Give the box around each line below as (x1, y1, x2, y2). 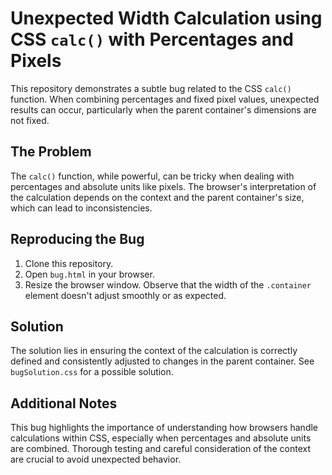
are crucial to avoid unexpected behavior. (10, 453, 182, 466)
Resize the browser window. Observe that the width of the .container (24, 278, 312, 291)
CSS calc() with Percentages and (10, 28, 294, 51)
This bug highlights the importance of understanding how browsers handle (10, 422, 319, 434)
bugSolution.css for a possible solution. (10, 366, 174, 378)
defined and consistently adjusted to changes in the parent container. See (10, 355, 315, 367)
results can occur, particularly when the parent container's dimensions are (10, 103, 317, 116)
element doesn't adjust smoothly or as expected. (24, 289, 227, 301)
